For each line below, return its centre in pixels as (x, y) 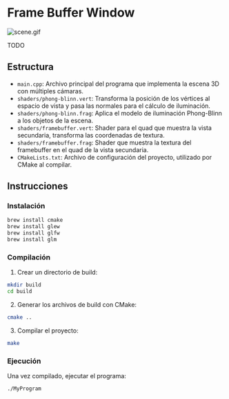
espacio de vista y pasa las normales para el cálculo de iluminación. (113, 106)
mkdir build (24, 285)
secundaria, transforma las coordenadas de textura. (91, 135)
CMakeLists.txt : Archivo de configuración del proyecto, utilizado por (114, 157)
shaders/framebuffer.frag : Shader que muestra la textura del (104, 142)
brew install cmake (35, 220)
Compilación (29, 257)
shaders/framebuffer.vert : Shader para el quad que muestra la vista (114, 128)
